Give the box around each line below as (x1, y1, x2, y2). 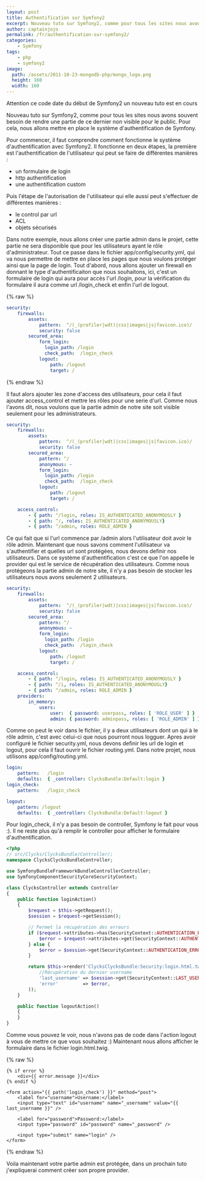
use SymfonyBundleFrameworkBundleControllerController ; (6, 868, 151, 874)
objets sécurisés (15, 224, 57, 231)
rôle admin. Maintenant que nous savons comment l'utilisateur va (6, 541, 170, 548)
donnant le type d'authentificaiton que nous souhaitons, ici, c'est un (6, 268, 177, 275)
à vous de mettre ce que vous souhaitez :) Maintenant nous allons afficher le (6, 1038, 199, 1045)
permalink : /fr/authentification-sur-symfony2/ (6, 32, 130, 38)
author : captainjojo (6, 26, 59, 32)
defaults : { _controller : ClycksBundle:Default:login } (17, 776, 165, 783)
